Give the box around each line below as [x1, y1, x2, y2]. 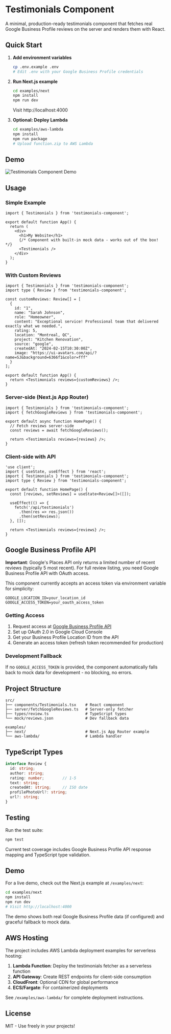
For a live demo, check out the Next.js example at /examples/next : [5, 880, 144, 886]
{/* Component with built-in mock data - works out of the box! [18, 238, 159, 243]
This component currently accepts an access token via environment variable [5, 580, 166, 586]
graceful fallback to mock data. [5, 919, 71, 925]
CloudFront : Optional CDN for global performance [12, 979, 118, 985]
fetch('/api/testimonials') [14, 505, 74, 510]
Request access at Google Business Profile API [12, 623, 112, 630]
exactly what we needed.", [5, 324, 63, 329]
